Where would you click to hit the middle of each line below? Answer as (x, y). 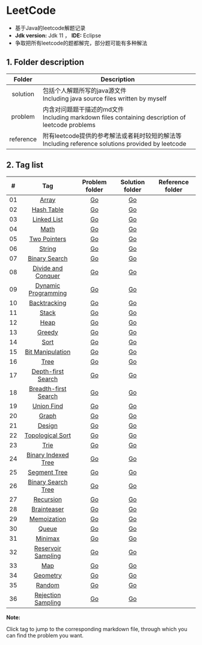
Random (48, 585)
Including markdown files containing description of (114, 117)
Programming (48, 293)
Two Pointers (48, 238)
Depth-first (48, 371)
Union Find (47, 406)
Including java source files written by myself (105, 98)
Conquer (47, 276)
